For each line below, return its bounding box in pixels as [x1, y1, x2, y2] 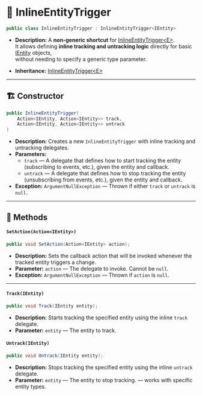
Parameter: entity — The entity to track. [14, 327, 117, 334]
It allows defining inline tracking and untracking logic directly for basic [14, 42, 192, 50]
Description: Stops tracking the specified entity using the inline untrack [14, 363, 193, 371]
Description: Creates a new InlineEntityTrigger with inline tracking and [14, 138, 195, 145]
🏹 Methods [6, 212, 48, 222]
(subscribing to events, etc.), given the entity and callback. [23, 163, 170, 171]
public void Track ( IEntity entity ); [6, 303, 98, 309]
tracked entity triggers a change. [14, 259, 96, 266]
